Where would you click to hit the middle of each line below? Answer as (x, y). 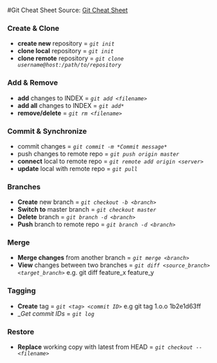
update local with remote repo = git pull (77, 168)
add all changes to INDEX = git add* (71, 105)
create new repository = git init (66, 43)
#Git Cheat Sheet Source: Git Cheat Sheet (68, 10)
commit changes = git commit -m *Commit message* (92, 146)
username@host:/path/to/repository (69, 65)
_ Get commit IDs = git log (56, 313)
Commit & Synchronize (47, 131)
